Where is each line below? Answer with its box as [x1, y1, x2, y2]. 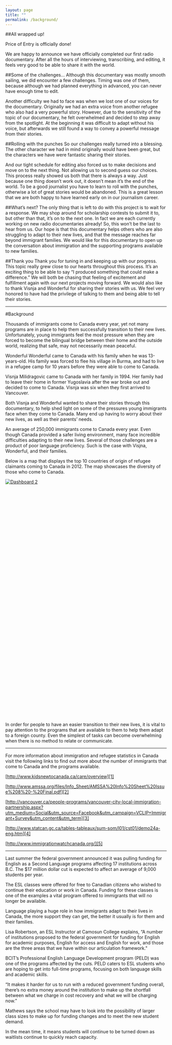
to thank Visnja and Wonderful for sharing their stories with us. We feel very [5, 286, 165, 292]
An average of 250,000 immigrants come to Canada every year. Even [5, 426, 151, 432]
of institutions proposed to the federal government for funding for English [5, 934, 160, 940]
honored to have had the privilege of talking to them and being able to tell [5, 291, 160, 297]
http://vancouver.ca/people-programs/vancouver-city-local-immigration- [7, 799, 161, 805]
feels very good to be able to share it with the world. [5, 62, 116, 68]
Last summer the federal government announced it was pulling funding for [5, 856, 162, 862]
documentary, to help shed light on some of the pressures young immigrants [5, 405, 167, 411]
